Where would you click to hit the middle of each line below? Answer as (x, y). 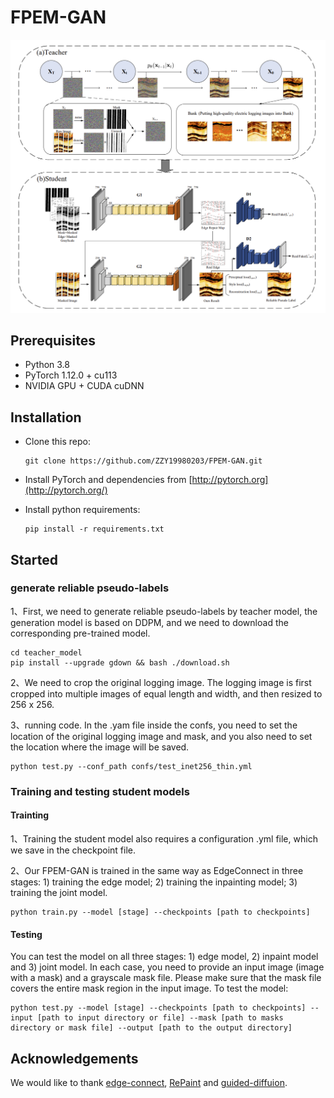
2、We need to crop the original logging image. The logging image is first (161, 682)
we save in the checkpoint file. (73, 850)
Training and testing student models (100, 791)
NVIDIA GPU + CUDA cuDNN (84, 386)
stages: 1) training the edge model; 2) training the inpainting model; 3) (154, 882)
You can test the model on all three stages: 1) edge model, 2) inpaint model (164, 957)
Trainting (30, 815)
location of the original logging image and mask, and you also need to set (161, 736)
